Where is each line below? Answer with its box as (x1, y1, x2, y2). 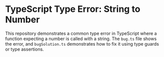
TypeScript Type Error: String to (5, 3, 140, 15)
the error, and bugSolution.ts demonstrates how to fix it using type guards (5, 41, 159, 47)
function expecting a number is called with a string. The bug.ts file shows (5, 36, 157, 42)
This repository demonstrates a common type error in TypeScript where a (5, 30, 157, 36)
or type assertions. (5, 46, 44, 52)
